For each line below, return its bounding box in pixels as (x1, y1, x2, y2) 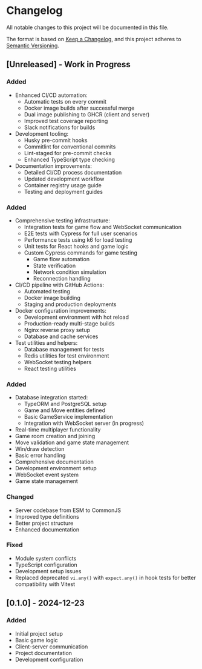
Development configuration (15, 656, 83, 663)
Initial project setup (15, 630, 64, 637)
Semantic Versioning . (6, 42, 59, 49)
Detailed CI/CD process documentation (24, 168, 122, 176)
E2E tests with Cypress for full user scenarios (24, 230, 138, 237)
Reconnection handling (33, 275, 91, 282)
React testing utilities (24, 365, 77, 372)
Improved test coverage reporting (24, 117, 108, 124)
